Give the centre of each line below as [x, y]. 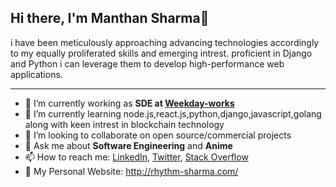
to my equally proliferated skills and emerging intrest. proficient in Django [161, 53]
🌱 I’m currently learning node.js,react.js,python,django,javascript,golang [173, 113]
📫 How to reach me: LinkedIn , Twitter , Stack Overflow [136, 157]
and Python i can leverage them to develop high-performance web [147, 63]
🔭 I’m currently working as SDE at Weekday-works [129, 103]
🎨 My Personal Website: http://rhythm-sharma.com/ [131, 171]
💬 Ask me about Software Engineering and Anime [128, 145]
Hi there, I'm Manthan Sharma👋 [110, 18]
